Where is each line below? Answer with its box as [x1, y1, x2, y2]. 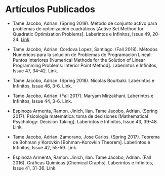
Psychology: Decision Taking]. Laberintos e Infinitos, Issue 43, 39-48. [12, 118, 158, 124]
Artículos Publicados [5, 4, 95, 15]
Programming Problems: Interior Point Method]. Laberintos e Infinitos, [12, 62, 158, 68]
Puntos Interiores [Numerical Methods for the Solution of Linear [12, 57, 145, 63]
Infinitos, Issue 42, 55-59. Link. [12, 144, 77, 150]
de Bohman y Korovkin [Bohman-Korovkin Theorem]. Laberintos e [12, 139, 150, 145]
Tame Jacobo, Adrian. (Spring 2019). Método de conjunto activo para [12, 20, 157, 26]
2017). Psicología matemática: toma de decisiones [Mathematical [12, 113, 148, 119]
